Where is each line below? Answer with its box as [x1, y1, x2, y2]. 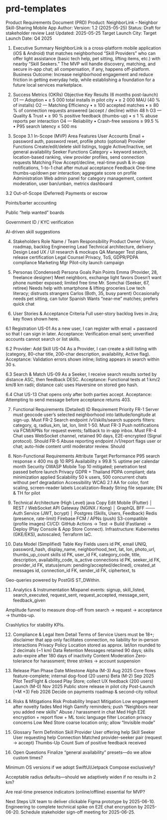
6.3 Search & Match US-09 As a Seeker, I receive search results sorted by [5, 371, 157, 377]
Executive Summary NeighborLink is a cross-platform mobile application [12, 45, 161, 51]
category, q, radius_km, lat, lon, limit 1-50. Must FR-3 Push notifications [12, 422, 159, 428]
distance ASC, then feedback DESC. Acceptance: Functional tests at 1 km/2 [5, 376, 161, 382]
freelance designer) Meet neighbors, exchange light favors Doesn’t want [12, 274, 162, 280]
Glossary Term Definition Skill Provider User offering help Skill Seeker [12, 729, 156, 735]
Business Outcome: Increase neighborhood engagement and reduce [12, 71, 154, 77]
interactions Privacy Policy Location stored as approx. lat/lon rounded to [12, 642, 161, 648]
